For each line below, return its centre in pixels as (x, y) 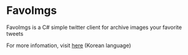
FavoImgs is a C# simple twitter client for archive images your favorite (94, 27)
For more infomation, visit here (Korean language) (69, 45)
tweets (15, 33)
